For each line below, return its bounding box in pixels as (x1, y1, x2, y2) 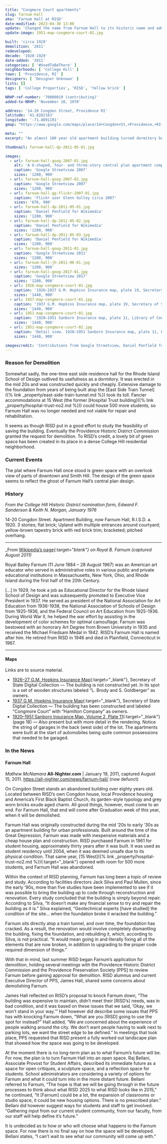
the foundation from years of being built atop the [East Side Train (5, 386, 138, 392)
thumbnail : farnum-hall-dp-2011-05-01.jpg (5, 145, 94, 150)
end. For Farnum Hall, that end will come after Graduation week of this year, (5, 807, 160, 813)
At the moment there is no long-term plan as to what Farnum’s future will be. (5, 1049, 162, 1055)
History (5, 490, 24, 497)
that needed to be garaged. (12, 735, 69, 741)
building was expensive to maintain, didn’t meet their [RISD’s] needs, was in (5, 998, 160, 1004)
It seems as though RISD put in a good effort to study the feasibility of (5, 422, 148, 428)
